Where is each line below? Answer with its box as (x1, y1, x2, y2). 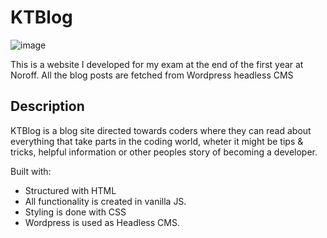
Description (10, 98, 85, 115)
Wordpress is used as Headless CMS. (24, 216, 180, 228)
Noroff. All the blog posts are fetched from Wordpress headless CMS (10, 69, 294, 81)
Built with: (10, 165, 52, 177)
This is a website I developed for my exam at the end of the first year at (10, 58, 304, 70)
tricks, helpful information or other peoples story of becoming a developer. (10, 146, 318, 158)
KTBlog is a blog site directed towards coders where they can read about (10, 124, 312, 136)
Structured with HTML (24, 184, 117, 196)
